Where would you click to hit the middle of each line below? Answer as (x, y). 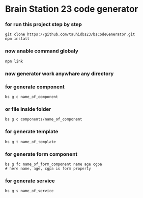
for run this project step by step (43, 25)
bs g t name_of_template (30, 142)
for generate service (30, 181)
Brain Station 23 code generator (72, 9)
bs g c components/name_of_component (44, 119)
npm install (17, 39)
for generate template (32, 132)
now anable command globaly (42, 51)
